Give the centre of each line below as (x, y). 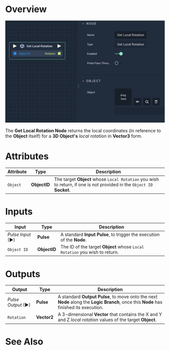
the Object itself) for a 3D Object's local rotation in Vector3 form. (74, 136)
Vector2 (45, 317)
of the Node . (74, 240)
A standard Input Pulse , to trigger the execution (110, 234)
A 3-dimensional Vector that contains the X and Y (110, 315)
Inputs (19, 212)
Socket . (62, 190)
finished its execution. (81, 308)
